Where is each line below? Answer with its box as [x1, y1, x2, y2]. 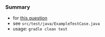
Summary [5, 4, 31, 11]
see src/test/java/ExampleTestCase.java [12, 20, 100, 26]
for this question [12, 15, 48, 21]
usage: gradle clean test [12, 26, 68, 32]
